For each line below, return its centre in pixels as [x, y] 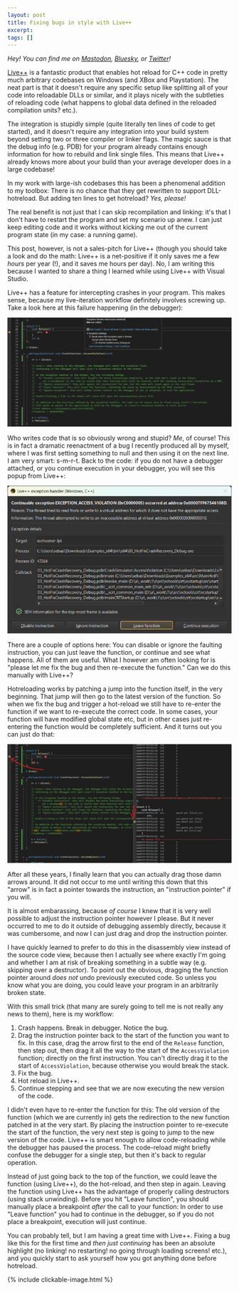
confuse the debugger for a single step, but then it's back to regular [107, 1155]
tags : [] [20, 38]
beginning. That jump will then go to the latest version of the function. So [114, 697]
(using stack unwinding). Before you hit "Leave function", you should [108, 1199]
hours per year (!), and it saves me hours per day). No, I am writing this [111, 264]
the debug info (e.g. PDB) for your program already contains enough [107, 147]
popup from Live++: [37, 475]
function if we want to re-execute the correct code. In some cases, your [113, 712]
